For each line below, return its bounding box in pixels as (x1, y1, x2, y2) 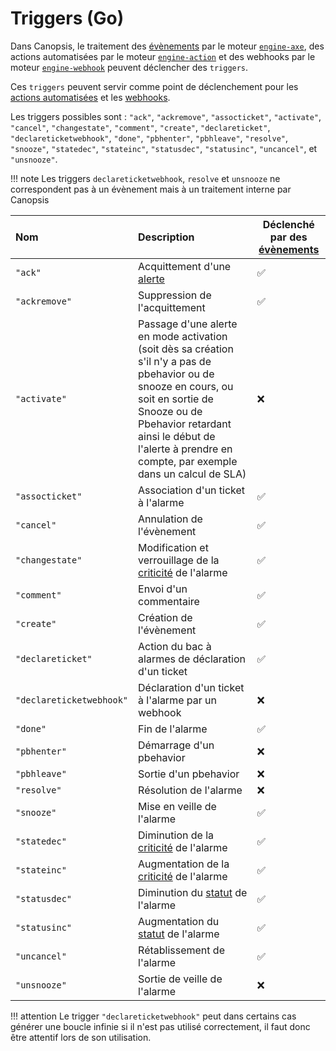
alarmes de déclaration (138, 652, 246, 666)
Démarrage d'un (138, 738, 215, 752)
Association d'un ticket (138, 483, 246, 497)
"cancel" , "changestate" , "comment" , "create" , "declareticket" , (10, 121, 271, 133)
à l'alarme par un (138, 693, 217, 707)
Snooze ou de (138, 404, 203, 418)
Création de (138, 610, 193, 624)
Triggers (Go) (10, 7, 125, 30)
